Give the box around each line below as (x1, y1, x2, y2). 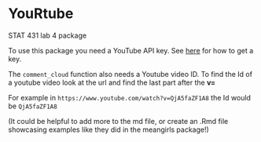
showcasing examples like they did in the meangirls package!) (8, 125, 210, 134)
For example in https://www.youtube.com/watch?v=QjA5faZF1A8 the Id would (8, 93, 252, 102)
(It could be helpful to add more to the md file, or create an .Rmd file (8, 116, 229, 126)
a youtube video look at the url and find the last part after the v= (8, 78, 216, 87)
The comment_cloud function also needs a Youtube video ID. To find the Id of (8, 69, 253, 78)
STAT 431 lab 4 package (8, 31, 87, 40)
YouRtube (8, 5, 74, 23)
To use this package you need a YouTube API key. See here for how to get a (8, 46, 254, 55)
